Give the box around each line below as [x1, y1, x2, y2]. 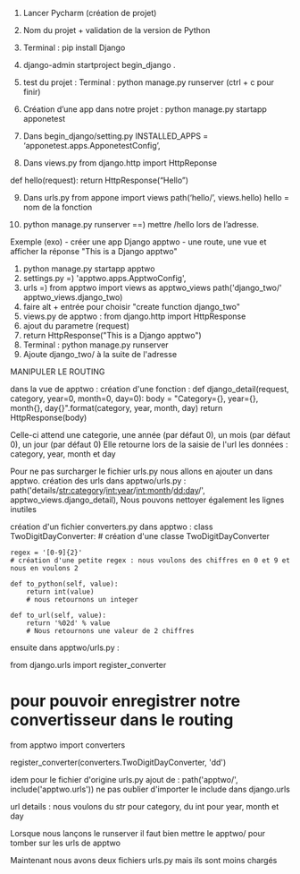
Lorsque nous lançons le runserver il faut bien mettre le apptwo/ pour [10, 827, 266, 838]
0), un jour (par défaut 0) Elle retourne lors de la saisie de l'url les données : [10, 439, 288, 450]
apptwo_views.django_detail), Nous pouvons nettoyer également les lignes [10, 494, 285, 505]
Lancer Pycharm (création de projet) [22, 8, 157, 18]
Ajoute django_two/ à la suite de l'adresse [22, 349, 178, 359]
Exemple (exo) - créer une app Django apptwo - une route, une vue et [10, 236, 267, 247]
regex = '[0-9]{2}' [10, 548, 83, 557]
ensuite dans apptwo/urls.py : [10, 642, 120, 653]
